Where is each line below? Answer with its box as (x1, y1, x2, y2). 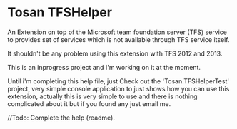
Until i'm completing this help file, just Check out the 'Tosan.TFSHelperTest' (7, 76, 230, 86)
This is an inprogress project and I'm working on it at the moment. (7, 63, 201, 71)
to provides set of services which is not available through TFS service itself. (7, 35, 230, 43)
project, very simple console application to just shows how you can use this (7, 84, 230, 93)
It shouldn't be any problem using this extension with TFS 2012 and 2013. (7, 49, 223, 58)
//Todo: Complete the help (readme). (7, 113, 116, 122)
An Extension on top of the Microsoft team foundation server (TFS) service (7, 28, 227, 36)
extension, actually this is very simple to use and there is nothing (7, 92, 198, 100)
